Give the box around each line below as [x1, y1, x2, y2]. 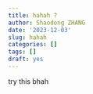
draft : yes [8, 56, 44, 63]
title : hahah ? [8, 11, 58, 20]
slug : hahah [8, 33, 47, 42]
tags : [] [8, 48, 37, 56]
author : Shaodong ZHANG [8, 19, 86, 27]
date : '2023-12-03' [8, 26, 72, 34]
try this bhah [8, 76, 49, 86]
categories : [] [8, 41, 58, 49]
